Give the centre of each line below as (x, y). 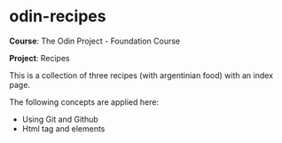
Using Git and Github (60, 119)
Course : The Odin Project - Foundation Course (95, 41)
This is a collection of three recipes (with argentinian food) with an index (141, 75)
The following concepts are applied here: (84, 102)
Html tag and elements (63, 128)
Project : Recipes (39, 58)
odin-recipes (58, 16)
